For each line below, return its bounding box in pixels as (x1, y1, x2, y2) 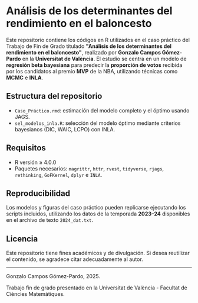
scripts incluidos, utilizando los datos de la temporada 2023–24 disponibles (6, 210, 190, 217)
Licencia (6, 234, 38, 244)
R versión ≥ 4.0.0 (14, 159, 57, 166)
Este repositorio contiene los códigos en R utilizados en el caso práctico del (6, 36, 190, 43)
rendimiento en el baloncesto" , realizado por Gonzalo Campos (6, 49, 161, 56)
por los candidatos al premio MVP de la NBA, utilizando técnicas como (6, 67, 178, 75)
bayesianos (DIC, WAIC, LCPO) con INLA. (14, 125, 115, 133)
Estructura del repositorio (6, 91, 103, 101)
